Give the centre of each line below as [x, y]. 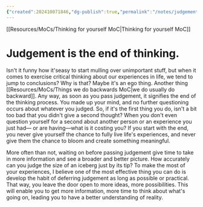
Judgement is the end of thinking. [93, 53]
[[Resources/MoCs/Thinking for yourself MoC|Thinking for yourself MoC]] [98, 29]
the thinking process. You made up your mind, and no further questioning [98, 102]
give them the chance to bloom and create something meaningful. [88, 141]
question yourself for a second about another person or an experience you [99, 121]
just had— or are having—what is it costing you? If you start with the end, [98, 128]
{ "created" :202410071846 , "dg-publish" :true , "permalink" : [79, 12]
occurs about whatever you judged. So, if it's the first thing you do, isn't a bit [101, 109]
